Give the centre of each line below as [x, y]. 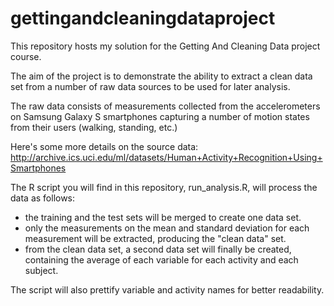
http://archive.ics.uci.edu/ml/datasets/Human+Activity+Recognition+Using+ [166, 157]
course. [26, 56]
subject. [41, 270]
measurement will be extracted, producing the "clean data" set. [155, 238]
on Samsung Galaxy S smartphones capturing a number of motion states [160, 116]
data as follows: [43, 198]
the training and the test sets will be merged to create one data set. [163, 217]
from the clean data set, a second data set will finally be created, [158, 249]
